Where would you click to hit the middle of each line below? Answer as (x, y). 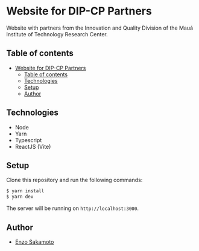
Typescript (28, 140)
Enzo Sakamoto (34, 242)
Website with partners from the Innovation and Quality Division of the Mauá (100, 28)
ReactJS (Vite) (33, 146)
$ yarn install (25, 191)
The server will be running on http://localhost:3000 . (72, 208)
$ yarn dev (20, 197)
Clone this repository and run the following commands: (74, 180)
